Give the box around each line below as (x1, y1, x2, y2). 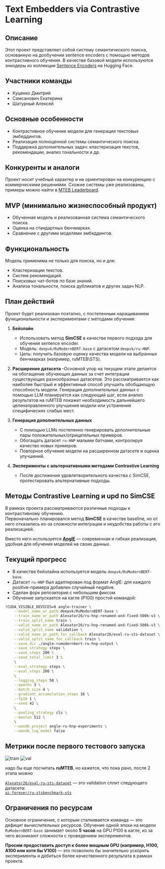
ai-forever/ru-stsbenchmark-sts (5, 790, 72, 795)
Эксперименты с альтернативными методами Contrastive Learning (12, 463, 160, 469)
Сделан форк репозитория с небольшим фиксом (12, 589, 116, 595)
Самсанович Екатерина (12, 95, 63, 101)
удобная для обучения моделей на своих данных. (5, 541, 111, 547)
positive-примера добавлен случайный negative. (12, 584, 115, 590)
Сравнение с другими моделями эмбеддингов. (12, 230, 113, 236)
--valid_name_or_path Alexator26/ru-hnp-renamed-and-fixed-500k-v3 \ (14, 623, 161, 628)
